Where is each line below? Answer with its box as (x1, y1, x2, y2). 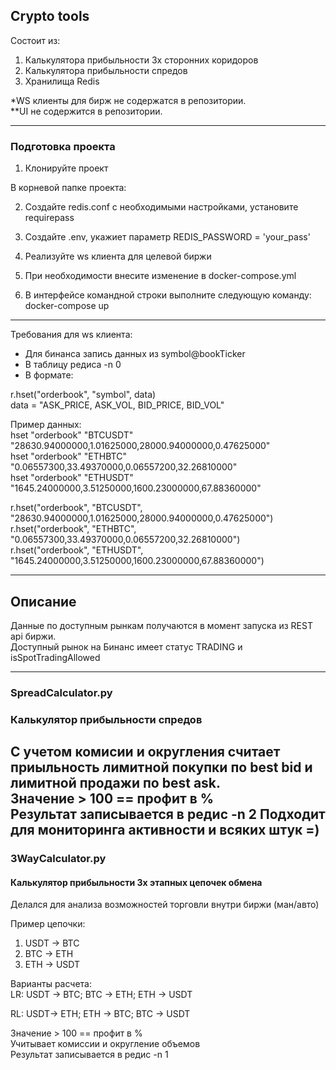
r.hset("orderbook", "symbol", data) (10, 389, 157, 401)
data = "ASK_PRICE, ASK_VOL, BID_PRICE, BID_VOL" (10, 399, 225, 411)
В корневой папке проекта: (10, 182, 127, 194)
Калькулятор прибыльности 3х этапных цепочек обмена (10, 876, 263, 888)
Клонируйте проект (24, 162, 109, 174)
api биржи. (10, 630, 57, 642)
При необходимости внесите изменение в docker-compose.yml (24, 270, 297, 282)
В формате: (24, 369, 74, 381)
